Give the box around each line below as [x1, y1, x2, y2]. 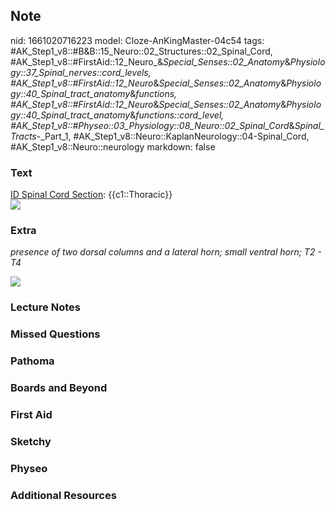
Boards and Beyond [10, 381, 108, 395]
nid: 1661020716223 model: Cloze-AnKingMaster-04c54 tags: [10, 34, 265, 46]
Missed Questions [10, 327, 101, 341]
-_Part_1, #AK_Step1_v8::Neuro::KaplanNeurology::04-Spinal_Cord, [36, 130, 310, 142]
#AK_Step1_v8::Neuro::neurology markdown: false [10, 140, 216, 153]
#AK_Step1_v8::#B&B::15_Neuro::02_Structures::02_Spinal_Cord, [10, 45, 273, 57]
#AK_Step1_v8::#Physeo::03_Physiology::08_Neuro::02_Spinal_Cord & [10, 119, 295, 131]
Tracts [10, 130, 37, 142]
